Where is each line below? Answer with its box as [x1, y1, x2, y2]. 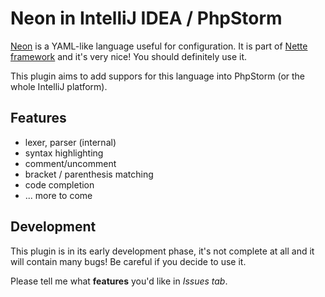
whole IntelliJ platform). [10, 80, 108, 92]
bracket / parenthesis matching [24, 168, 154, 180]
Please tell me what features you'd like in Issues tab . [10, 275, 228, 287]
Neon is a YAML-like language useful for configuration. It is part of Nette [10, 40, 308, 52]
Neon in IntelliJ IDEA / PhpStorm [10, 7, 283, 30]
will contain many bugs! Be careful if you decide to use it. [10, 255, 247, 267]
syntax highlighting [24, 147, 104, 159]
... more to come [24, 189, 93, 201]
